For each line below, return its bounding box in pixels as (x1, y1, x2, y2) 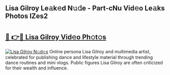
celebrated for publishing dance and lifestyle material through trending (5, 54, 153, 60)
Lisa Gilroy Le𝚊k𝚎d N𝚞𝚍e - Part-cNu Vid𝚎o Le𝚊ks (5, 4, 165, 13)
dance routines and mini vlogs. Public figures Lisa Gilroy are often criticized (5, 60, 163, 65)
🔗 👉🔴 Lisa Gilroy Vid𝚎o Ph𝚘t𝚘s (5, 33, 107, 41)
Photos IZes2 (5, 12, 48, 21)
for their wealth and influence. (5, 65, 69, 71)
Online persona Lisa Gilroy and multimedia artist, (49, 49, 151, 54)
